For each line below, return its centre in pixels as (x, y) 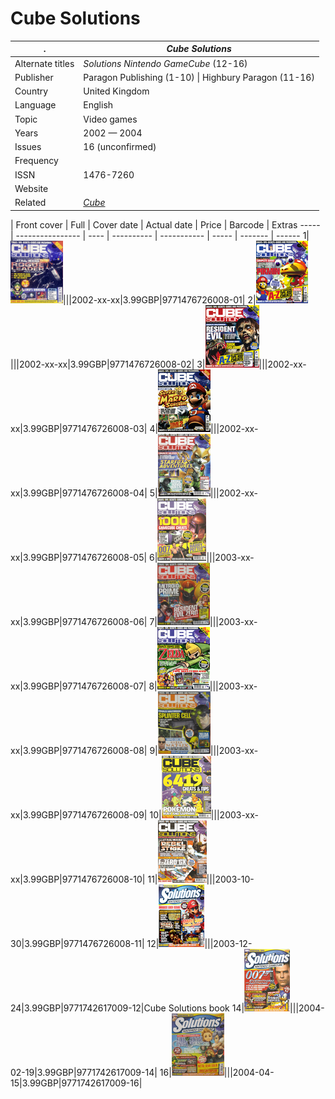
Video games (110, 119)
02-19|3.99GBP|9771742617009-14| (84, 1072)
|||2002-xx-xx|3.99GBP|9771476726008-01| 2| (160, 299)
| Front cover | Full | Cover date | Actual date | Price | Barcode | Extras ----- (165, 224)
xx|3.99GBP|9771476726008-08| (79, 750)
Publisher (34, 77)
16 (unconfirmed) (120, 147)
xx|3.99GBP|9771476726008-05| (79, 557)
